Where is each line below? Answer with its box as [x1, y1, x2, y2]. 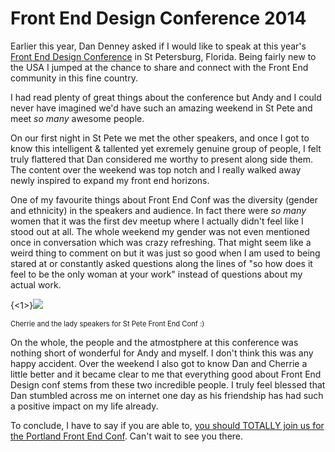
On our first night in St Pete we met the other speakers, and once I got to [10, 132, 310, 144]
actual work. [10, 278, 62, 291]
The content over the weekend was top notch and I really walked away [10, 163, 302, 176]
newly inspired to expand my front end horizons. [10, 174, 210, 186]
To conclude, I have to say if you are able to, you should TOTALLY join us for [10, 419, 325, 431]
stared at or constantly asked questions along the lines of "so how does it [10, 257, 313, 269]
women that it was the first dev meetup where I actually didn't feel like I [10, 215, 304, 227]
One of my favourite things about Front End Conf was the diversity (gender [10, 193, 319, 206]
